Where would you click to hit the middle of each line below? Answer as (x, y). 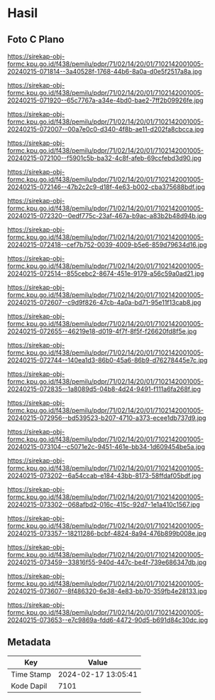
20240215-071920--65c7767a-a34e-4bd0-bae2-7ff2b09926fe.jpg (105, 100)
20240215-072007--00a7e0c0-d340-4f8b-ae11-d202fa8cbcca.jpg (106, 129)
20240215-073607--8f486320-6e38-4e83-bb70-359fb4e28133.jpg (107, 591)
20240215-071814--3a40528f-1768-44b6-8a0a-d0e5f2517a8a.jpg (105, 71)
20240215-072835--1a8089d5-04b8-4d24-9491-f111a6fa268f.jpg (104, 389)
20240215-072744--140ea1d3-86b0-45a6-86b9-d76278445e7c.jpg (107, 360)
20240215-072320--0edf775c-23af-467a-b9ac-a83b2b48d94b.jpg (107, 216)
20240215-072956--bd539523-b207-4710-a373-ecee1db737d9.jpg (107, 418)
